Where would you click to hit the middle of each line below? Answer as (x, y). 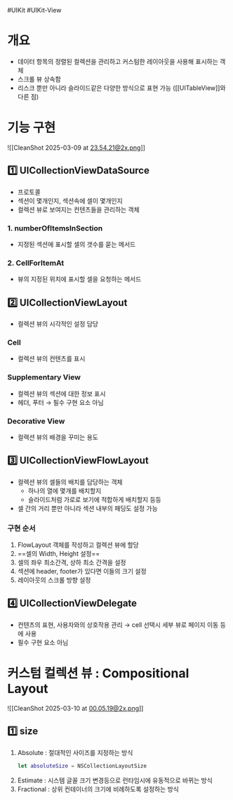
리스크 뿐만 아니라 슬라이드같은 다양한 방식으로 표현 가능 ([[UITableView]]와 (121, 88)
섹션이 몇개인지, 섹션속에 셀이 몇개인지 (70, 200)
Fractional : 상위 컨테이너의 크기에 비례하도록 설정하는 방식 (98, 789)
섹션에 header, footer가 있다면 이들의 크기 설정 (82, 572)
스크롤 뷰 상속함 (39, 79)
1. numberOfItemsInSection (55, 228)
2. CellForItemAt (36, 263)
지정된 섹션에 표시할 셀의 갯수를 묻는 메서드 (76, 244)
